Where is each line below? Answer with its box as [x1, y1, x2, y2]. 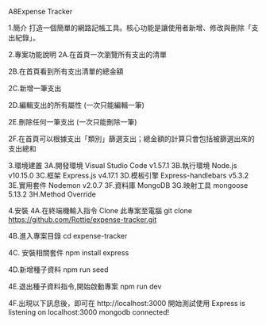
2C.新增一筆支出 [8, 83, 62, 93]
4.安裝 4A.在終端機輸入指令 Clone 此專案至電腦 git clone [8, 206, 193, 215]
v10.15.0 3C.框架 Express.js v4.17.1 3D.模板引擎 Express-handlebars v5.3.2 [8, 170, 249, 180]
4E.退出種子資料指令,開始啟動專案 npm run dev [8, 281, 162, 291]
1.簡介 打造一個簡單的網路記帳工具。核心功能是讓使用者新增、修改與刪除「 [8, 23, 252, 32]
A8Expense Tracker [8, 7, 73, 16]
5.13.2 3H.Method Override [8, 189, 97, 199]
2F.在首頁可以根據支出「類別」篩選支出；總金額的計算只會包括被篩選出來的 [8, 134, 256, 143]
